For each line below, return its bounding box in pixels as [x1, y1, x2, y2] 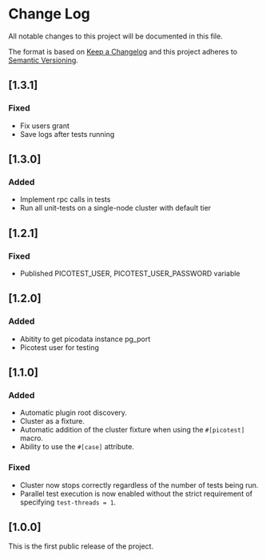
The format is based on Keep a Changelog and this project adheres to [8, 46, 238, 56]
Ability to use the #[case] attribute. [19, 442, 134, 452]
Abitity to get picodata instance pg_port [19, 334, 151, 344]
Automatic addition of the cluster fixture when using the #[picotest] [19, 425, 245, 435]
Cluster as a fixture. [19, 416, 85, 426]
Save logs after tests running [19, 129, 115, 139]
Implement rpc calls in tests [19, 195, 111, 204]
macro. [19, 433, 44, 443]
